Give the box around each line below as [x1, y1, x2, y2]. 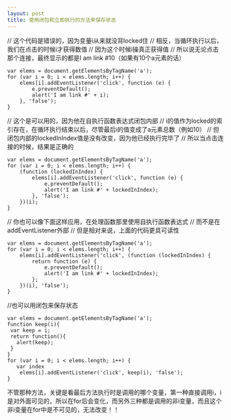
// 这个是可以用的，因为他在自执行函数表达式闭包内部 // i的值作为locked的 [7, 117, 217, 125]
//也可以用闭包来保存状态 [7, 301, 79, 309]
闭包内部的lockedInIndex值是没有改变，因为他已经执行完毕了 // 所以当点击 [7, 134, 218, 142]
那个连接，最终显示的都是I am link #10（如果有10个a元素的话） [7, 53, 185, 62]
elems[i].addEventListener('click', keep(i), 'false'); [19, 369, 184, 376]
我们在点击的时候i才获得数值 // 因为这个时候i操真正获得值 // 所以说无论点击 [7, 45, 219, 53]
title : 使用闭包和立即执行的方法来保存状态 [7, 17, 117, 23]
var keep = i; [10, 327, 51, 334]
